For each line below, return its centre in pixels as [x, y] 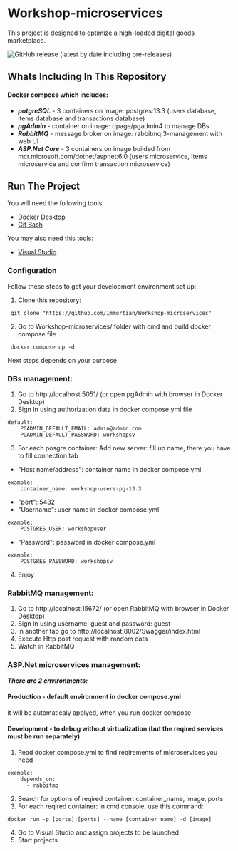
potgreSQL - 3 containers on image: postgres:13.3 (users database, [117, 110]
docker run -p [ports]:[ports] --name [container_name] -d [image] [110, 819]
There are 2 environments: [48, 680]
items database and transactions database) [81, 118]
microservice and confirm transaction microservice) [94, 164]
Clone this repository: [49, 300]
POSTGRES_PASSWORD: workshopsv [67, 561]
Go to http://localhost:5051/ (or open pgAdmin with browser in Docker [120, 394]
